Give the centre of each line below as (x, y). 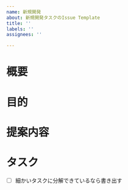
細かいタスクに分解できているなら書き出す (69, 180)
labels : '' (20, 29)
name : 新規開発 (24, 12)
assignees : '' (24, 35)
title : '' (19, 23)
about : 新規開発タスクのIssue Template (53, 18)
